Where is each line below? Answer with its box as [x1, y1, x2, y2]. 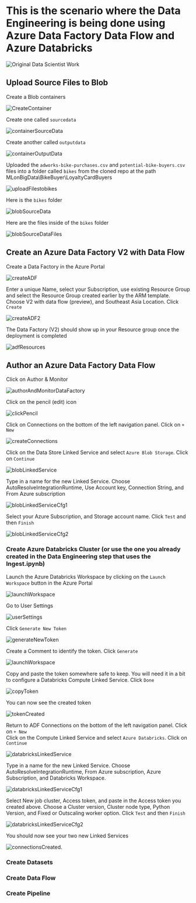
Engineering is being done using [6, 16, 166, 30]
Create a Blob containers [6, 93, 66, 100]
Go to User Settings [6, 602, 54, 609]
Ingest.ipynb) [6, 560, 45, 568]
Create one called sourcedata [6, 116, 76, 123]
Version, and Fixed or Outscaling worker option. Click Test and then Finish [6, 809, 185, 816]
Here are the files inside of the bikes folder [6, 219, 109, 226]
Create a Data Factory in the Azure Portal [6, 263, 105, 270]
